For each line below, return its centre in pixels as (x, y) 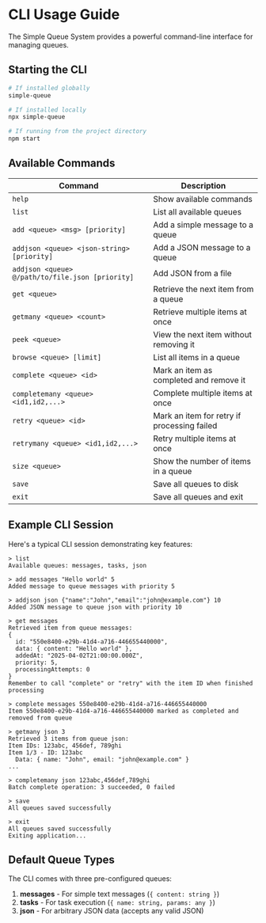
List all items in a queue (196, 357)
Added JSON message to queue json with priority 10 (95, 607)
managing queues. (38, 44)
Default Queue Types (61, 860)
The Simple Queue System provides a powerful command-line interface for (131, 36)
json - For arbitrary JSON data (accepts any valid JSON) (112, 911)
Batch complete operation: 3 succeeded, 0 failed (92, 787)
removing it (174, 344)
